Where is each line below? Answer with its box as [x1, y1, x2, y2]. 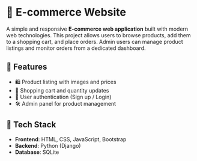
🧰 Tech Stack [6, 120, 56, 130]
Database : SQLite [14, 148, 59, 156]
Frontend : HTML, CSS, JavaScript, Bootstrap [14, 135, 127, 143]
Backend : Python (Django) [14, 142, 81, 149]
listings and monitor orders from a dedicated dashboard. [6, 44, 146, 52]
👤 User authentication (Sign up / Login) [14, 93, 112, 100]
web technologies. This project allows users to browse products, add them [6, 31, 191, 38]
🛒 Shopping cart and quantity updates [14, 87, 109, 94]
